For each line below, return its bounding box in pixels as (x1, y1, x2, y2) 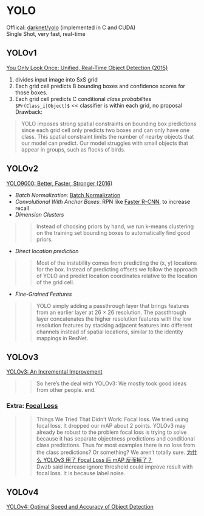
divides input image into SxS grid (15, 75, 98, 83)
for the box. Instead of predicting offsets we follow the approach (36, 265, 198, 273)
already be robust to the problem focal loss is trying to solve (36, 428, 187, 436)
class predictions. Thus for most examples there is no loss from (36, 441, 195, 448)
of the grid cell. (36, 278, 75, 286)
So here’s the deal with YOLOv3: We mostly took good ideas (36, 380, 187, 387)
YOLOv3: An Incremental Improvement (6, 368, 103, 375)
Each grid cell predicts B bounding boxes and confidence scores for (15, 82, 186, 89)
